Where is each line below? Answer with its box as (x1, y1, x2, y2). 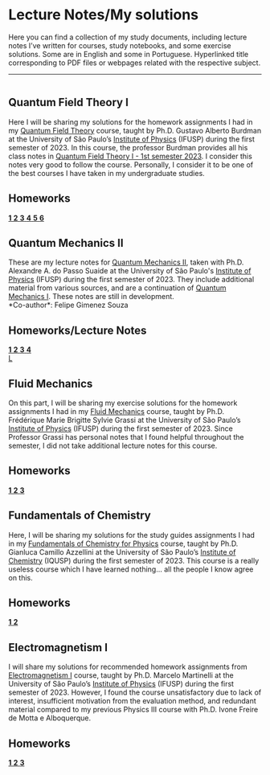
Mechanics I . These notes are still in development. (8, 292, 174, 301)
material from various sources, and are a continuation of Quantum (8, 283, 227, 293)
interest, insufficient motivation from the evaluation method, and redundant (8, 696, 257, 706)
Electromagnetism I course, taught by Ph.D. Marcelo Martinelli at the (8, 670, 235, 680)
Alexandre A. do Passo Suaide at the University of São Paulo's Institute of (8, 266, 252, 276)
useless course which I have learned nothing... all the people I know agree (8, 564, 254, 574)
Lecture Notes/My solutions (8, 6, 199, 24)
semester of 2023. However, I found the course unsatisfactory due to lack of (8, 687, 262, 697)
